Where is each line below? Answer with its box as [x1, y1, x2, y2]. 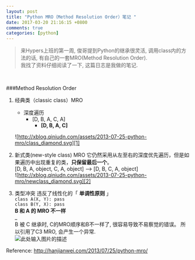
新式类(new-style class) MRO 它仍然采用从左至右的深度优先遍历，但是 [14, 151, 184, 158]
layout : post [6, 8, 38, 15]
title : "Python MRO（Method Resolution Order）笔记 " [6, 14, 136, 20]
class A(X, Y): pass [14, 196, 65, 202]
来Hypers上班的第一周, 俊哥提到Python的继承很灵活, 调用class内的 [20, 47, 182, 54]
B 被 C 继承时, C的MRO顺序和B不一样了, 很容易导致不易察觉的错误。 [14, 221, 180, 228]
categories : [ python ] [6, 30, 59, 36]
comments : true [6, 25, 43, 31]
